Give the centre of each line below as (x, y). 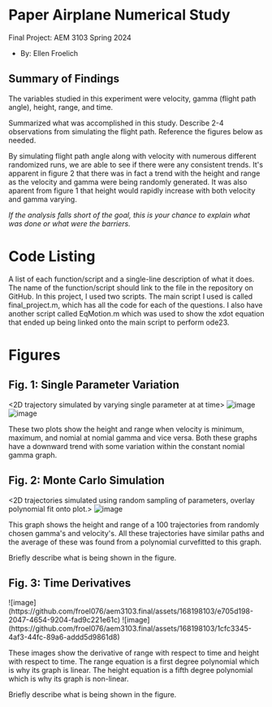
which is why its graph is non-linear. (69, 679)
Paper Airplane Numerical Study (119, 15)
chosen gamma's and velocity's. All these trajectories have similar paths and (136, 533)
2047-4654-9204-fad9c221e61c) (65, 620)
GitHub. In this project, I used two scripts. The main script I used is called (131, 296)
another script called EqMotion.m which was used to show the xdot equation (136, 313)
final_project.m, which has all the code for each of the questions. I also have (136, 305)
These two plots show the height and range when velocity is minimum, (127, 429)
